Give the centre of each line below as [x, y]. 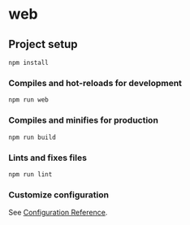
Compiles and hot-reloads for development [95, 83]
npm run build [32, 137]
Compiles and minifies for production [83, 120]
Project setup [43, 44]
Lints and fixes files [48, 158]
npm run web [28, 100]
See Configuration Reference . [58, 213]
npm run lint [30, 174]
